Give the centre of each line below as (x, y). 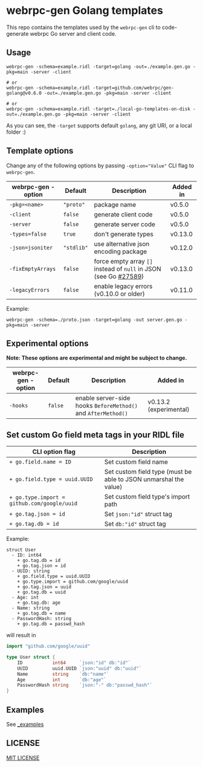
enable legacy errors (123, 286)
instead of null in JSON (127, 268)
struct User (21, 550)
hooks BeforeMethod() (106, 406)
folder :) (16, 132)
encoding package (121, 251)
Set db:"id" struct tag (135, 524)
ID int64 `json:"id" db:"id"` (74, 662)
